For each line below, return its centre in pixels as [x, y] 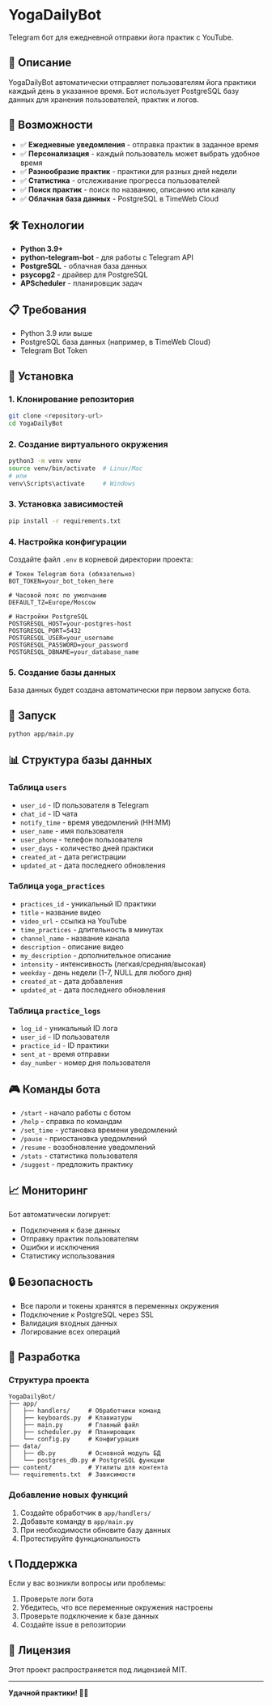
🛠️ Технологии [47, 225]
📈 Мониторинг [48, 1191]
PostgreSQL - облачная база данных [83, 266]
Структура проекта [49, 1380]
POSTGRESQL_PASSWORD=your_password [68, 645]
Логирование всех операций [70, 1331]
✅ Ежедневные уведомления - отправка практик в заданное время [139, 144]
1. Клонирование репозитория [71, 399]
